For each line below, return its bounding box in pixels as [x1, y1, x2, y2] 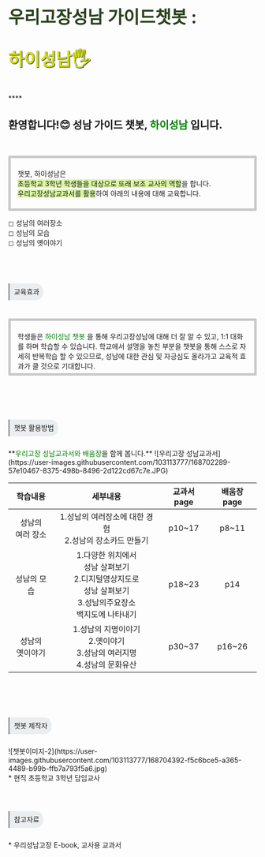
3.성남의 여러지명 [76, 647, 137, 658]
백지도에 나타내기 [76, 608, 137, 619]
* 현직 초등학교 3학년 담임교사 [8, 773, 100, 782]
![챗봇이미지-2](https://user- [8, 747, 98, 756]
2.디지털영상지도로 [73, 573, 140, 584]
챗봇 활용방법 [13, 423, 54, 432]
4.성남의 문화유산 [76, 659, 137, 670]
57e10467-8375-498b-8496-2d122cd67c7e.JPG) [8, 466, 169, 475]
